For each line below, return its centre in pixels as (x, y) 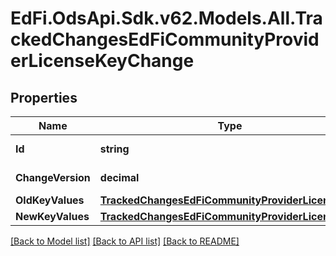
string (114, 149)
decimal (119, 177)
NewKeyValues (52, 216)
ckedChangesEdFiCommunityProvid (165, 39)
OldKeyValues (50, 200)
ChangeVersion (53, 177)
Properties (44, 97)
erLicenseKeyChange (102, 61)
